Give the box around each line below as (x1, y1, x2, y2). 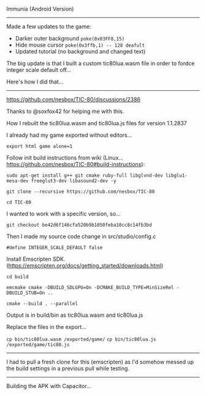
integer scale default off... (6, 66, 72, 73)
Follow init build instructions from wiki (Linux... (6, 154, 124, 161)
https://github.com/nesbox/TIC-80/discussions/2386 (6, 96, 141, 103)
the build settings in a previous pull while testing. (6, 365, 130, 372)
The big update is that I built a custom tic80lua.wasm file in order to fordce (6, 60, 195, 67)
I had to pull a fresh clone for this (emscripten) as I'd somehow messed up (6, 359, 194, 365)
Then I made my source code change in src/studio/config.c (6, 233, 156, 240)
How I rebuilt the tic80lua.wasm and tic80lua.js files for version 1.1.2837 (6, 120, 187, 126)
